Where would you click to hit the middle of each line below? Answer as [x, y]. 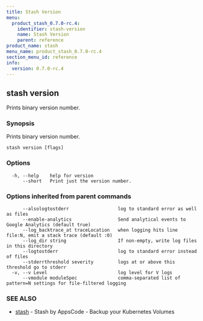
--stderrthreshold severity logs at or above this [98, 262]
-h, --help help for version [53, 176]
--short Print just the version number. [77, 181]
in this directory [29, 246]
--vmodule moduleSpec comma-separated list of [101, 278]
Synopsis [20, 123]
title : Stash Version [34, 12]
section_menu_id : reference [42, 57]
